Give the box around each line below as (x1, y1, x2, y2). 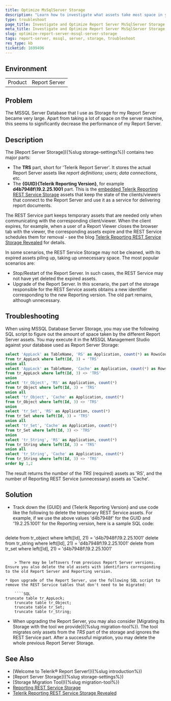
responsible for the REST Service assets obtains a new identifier (12, 287, 148, 293)
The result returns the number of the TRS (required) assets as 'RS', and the (5, 470, 162, 476)
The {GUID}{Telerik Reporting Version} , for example (12, 181, 125, 187)
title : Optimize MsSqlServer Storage (5, 7, 85, 13)
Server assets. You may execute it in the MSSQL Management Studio (5, 336, 150, 342)
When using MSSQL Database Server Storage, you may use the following (5, 325, 159, 332)
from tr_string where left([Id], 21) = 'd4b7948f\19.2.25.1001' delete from (5, 540, 154, 546)
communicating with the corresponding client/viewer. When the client (5, 218, 151, 224)
